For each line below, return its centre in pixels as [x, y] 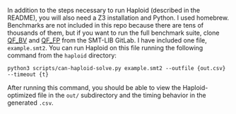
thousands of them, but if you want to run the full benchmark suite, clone [113, 33]
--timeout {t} [28, 74]
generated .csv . [31, 103]
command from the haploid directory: [62, 55]
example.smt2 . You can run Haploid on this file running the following [105, 48]
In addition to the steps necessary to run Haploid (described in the [104, 10]
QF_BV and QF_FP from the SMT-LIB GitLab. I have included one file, [107, 40]
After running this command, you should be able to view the [94, 87]
